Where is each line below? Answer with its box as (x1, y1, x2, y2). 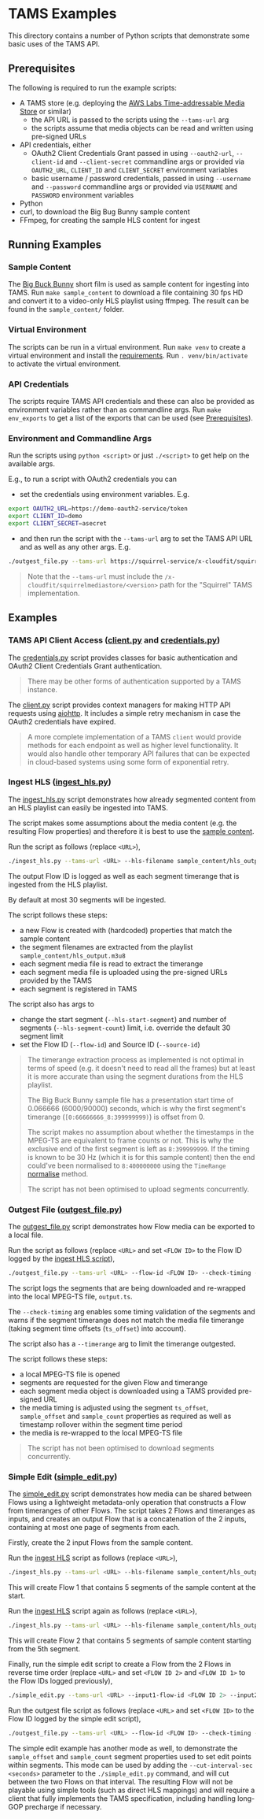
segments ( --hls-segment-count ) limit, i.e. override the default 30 (19, 1023, 231, 1032)
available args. (8, 459, 55, 469)
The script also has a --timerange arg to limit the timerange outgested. (8, 1339, 236, 1348)
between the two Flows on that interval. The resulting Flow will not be (8, 1776, 233, 1786)
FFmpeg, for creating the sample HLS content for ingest (19, 215, 200, 224)
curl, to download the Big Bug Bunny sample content (19, 206, 190, 217)
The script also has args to (8, 999, 94, 1009)
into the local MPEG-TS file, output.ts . (8, 1291, 133, 1301)
